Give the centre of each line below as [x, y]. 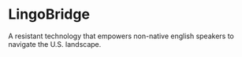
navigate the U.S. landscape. [55, 44]
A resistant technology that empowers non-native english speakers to [121, 36]
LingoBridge [49, 14]
